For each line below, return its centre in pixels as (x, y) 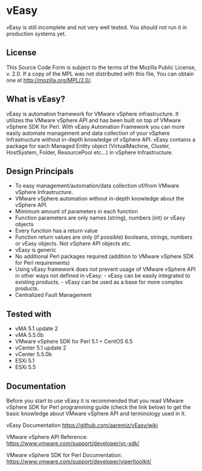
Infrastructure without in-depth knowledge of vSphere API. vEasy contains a (101, 139)
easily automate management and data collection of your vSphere (88, 133)
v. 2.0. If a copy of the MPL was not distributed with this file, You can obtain (100, 74)
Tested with (29, 314)
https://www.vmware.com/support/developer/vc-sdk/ (73, 443)
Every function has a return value (56, 231)
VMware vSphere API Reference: (47, 437)
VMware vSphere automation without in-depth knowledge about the (99, 199)
